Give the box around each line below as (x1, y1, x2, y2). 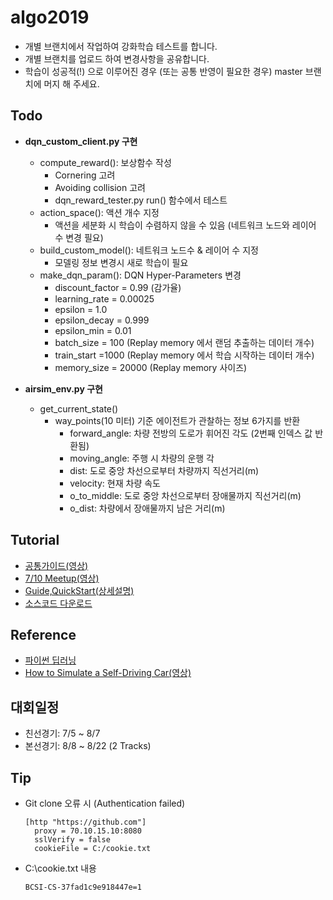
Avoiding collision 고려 (54, 181, 146, 193)
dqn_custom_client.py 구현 (24, 135, 138, 147)
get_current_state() (39, 402, 119, 415)
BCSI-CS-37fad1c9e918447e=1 (24, 882, 142, 892)
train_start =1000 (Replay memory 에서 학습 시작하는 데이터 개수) (54, 349, 315, 361)
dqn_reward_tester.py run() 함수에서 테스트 (54, 194, 228, 206)
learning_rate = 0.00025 (54, 292, 155, 305)
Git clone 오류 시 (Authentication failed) (24, 797, 186, 809)
